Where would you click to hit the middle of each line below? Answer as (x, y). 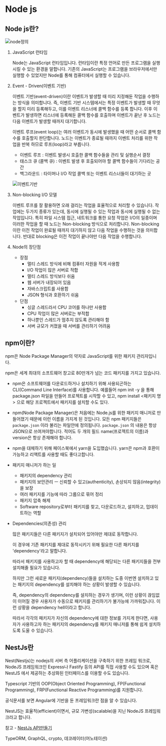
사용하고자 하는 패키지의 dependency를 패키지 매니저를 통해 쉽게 (84, 624)
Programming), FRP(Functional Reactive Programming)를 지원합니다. (74, 690)
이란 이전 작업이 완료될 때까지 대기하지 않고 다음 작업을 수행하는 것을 (78, 230)
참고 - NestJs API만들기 (29, 728)
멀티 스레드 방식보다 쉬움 (51, 276)
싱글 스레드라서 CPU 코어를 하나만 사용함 (67, 307)
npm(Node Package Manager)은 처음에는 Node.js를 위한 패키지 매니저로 (84, 413)
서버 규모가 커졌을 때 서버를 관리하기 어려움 (69, 326)
